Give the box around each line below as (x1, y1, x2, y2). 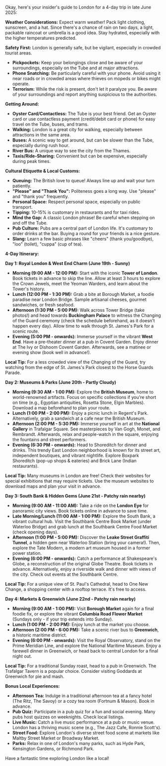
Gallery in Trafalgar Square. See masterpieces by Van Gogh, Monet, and (12, 426, 161, 432)
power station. (12, 550, 42, 556)
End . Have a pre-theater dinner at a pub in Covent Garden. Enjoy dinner (12, 339, 159, 345)
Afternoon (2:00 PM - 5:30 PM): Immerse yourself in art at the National (12, 421, 160, 426)
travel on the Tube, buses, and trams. (12, 122, 89, 127)
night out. (12, 653, 32, 659)
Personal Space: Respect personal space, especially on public (12, 199, 141, 205)
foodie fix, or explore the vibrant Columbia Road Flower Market (12, 611, 143, 617)
